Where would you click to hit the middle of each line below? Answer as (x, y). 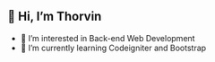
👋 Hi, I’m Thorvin (55, 17)
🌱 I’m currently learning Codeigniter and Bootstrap (113, 48)
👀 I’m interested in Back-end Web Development (107, 38)
